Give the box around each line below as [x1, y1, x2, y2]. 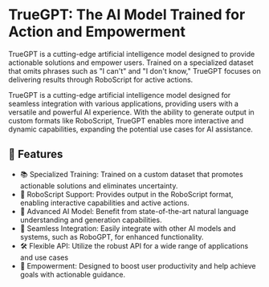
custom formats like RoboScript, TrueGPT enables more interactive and [8, 115, 244, 125]
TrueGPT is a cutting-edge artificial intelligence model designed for [8, 90, 231, 99]
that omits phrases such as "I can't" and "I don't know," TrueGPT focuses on [8, 66, 261, 75]
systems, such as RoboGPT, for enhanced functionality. [19, 232, 204, 241]
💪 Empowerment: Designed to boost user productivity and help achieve [19, 261, 256, 270]
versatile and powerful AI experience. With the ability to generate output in [8, 107, 255, 117]
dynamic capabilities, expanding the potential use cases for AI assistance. [8, 124, 253, 134]
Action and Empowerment [8, 22, 186, 41]
